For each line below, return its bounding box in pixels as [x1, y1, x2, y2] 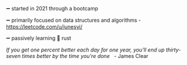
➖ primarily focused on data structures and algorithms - [6, 17, 141, 23]
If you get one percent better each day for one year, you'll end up [6, 46, 165, 53]
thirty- [165, 46, 181, 53]
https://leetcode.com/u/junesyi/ [6, 23, 83, 30]
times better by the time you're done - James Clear [22, 53, 149, 59]
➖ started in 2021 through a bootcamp [6, 5, 98, 12]
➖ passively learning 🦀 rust [6, 35, 72, 42]
